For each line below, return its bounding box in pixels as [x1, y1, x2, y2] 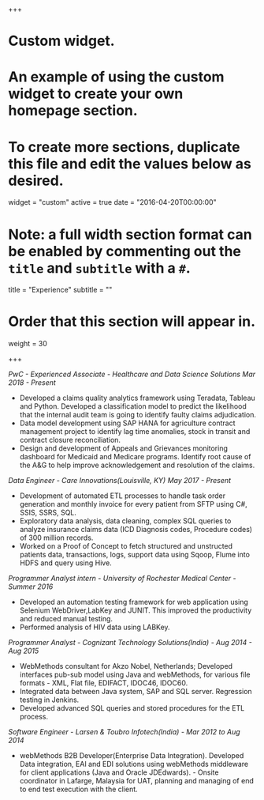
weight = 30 [8, 339, 47, 349]
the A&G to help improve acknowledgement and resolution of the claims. [19, 460, 255, 470]
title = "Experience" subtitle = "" [8, 285, 113, 295]
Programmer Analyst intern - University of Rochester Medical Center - [8, 574, 236, 583]
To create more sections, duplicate [8, 138, 240, 156]
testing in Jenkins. [19, 695, 80, 704]
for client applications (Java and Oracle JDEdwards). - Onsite [19, 768, 219, 777]
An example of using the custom [8, 68, 225, 86]
